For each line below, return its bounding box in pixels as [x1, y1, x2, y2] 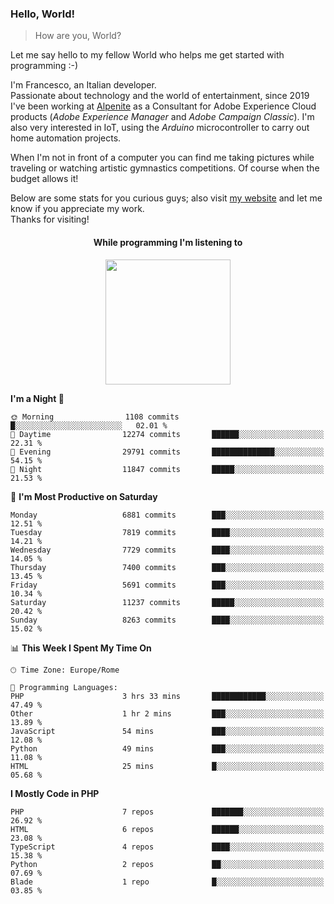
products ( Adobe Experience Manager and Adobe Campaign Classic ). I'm [10, 111, 315, 123]
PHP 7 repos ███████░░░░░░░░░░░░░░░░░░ [10, 807, 325, 817]
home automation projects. [10, 132, 122, 144]
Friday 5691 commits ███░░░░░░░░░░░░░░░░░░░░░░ [10, 580, 325, 590]
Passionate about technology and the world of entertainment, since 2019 [10, 90, 310, 102]
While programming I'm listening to [93, 236, 243, 248]
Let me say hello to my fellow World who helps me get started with [10, 49, 285, 61]
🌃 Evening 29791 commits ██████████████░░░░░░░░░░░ [10, 447, 325, 457]
